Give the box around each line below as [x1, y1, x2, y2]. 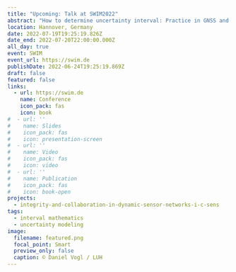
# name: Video [7, 149, 59, 156]
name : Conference [20, 96, 71, 103]
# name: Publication [7, 175, 78, 182]
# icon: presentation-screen [7, 135, 102, 142]
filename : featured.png [13, 234, 83, 242]
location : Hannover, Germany [7, 23, 93, 30]
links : [7, 83, 27, 90]
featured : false [7, 76, 55, 84]
